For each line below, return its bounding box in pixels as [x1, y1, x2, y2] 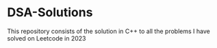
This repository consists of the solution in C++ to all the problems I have [7, 27, 210, 35]
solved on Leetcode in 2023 [7, 34, 87, 42]
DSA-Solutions [7, 5, 93, 20]
